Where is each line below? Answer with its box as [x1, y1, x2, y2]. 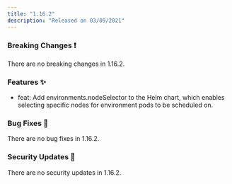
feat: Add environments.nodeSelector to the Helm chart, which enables [17, 93, 225, 102]
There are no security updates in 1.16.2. [7, 168, 122, 177]
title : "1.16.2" [7, 10, 55, 18]
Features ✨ [7, 77, 47, 87]
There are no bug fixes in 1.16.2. [7, 134, 100, 143]
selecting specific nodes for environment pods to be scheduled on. [17, 100, 214, 110]
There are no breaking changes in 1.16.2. [7, 59, 125, 68]
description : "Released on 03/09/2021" [7, 17, 125, 24]
